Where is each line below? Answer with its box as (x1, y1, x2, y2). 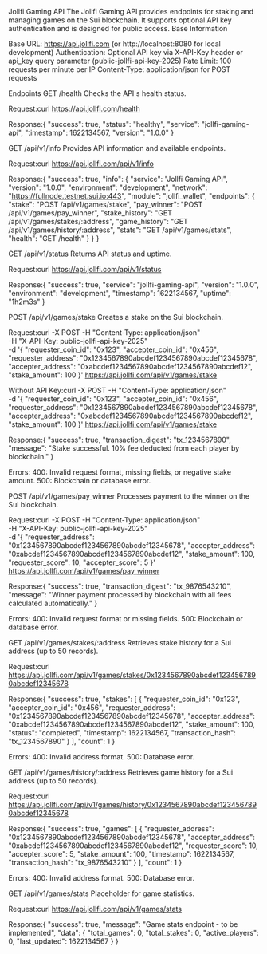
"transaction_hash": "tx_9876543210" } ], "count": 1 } (8, 857, 183, 867)
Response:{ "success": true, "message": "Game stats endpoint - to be (8, 920, 238, 928)
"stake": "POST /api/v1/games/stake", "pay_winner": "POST (8, 199, 203, 209)
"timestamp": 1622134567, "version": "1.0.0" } (25, 128, 174, 137)
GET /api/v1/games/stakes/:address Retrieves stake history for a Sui (8, 638, 232, 647)
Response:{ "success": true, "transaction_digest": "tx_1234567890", (8, 435, 231, 444)
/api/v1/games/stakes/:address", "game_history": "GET (8, 217, 189, 226)
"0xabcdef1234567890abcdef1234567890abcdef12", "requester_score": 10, (8, 841, 259, 850)
